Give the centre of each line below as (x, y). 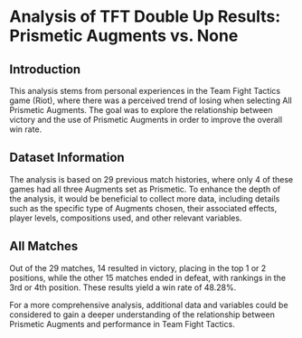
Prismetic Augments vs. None (124, 36)
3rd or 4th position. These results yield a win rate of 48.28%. (123, 287)
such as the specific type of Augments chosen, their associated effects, (143, 208)
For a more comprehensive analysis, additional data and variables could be (149, 305)
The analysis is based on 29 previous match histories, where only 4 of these (151, 179)
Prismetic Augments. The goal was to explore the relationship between (141, 110)
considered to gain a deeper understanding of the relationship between (142, 315)
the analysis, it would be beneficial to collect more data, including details (145, 198)
